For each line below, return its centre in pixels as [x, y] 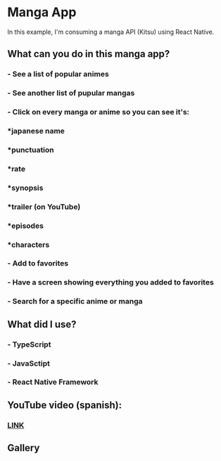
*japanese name [36, 131]
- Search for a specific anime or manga [75, 301]
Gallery [24, 448]
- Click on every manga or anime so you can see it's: [99, 112]
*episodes [26, 225]
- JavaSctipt [29, 363]
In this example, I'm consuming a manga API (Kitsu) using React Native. [111, 32]
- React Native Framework [53, 382]
